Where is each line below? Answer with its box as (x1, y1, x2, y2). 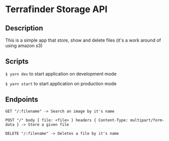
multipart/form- (130, 118, 165, 123)
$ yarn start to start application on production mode (5, 80, 117, 87)
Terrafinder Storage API (5, 4, 108, 15)
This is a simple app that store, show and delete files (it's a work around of (5, 37, 161, 43)
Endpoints (5, 95, 39, 104)
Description (5, 24, 43, 32)
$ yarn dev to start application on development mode (5, 70, 117, 77)
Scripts (5, 57, 29, 66)
